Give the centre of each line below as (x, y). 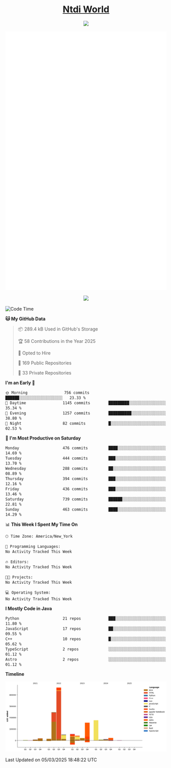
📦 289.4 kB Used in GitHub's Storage (58, 329)
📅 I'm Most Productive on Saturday (43, 438)
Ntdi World (86, 9)
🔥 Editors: (17, 562)
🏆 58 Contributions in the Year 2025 (57, 341)
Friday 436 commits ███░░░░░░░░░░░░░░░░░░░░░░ (86, 489)
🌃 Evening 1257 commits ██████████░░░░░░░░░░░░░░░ (86, 413)
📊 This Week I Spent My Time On (41, 524)
